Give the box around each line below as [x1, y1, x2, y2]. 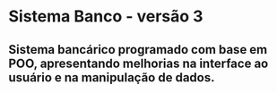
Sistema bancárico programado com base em [8, 42, 268, 57]
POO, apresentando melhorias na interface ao [8, 55, 269, 71]
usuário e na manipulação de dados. [8, 70, 215, 85]
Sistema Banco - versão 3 [8, 6, 203, 27]
